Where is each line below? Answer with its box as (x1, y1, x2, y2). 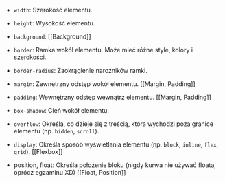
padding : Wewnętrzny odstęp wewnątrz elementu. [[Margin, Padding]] (13, 93, 211, 101)
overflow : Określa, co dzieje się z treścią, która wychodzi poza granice (13, 120, 214, 128)
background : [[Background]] (13, 32, 91, 41)
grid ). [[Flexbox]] (13, 148, 63, 155)
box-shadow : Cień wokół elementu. (13, 107, 110, 114)
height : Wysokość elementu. (13, 19, 95, 27)
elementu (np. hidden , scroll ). (13, 127, 99, 135)
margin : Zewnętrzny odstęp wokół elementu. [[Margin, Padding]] (13, 80, 196, 88)
